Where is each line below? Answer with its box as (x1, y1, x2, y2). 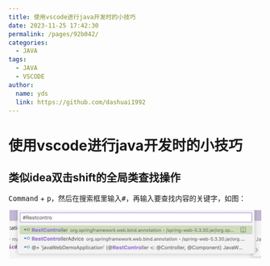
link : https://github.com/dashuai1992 (15, 98, 147, 106)
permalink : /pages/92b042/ (8, 30, 99, 38)
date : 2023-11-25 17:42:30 (8, 21, 99, 30)
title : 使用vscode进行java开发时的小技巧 (8, 13, 136, 21)
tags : (8, 56, 27, 64)
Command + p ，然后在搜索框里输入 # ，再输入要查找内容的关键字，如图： (8, 193, 247, 203)
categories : (8, 39, 48, 47)
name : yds (15, 89, 48, 98)
